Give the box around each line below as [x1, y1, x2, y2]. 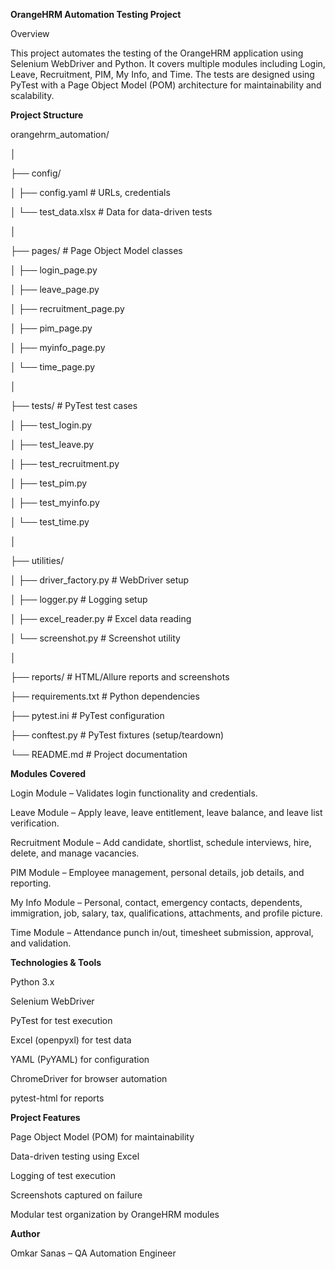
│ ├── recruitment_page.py [10, 303, 125, 314]
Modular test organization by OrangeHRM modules [10, 1209, 220, 1220]
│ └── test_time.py [10, 516, 90, 528]
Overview [10, 28, 50, 39]
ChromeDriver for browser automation [10, 1073, 168, 1084]
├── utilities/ [10, 555, 65, 566]
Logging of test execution [10, 1170, 116, 1181]
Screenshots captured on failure [10, 1189, 143, 1201]
